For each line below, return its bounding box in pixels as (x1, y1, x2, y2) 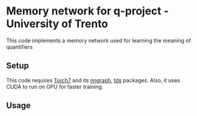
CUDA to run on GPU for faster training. (6, 83, 104, 90)
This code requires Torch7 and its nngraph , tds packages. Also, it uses (6, 76, 181, 84)
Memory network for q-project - (6, 4, 169, 18)
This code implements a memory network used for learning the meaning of (6, 37, 192, 44)
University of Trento (6, 17, 108, 31)
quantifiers (6, 43, 33, 50)
